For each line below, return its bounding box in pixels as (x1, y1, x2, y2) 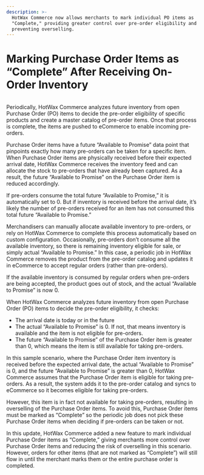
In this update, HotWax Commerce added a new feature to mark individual (6, 430, 191, 437)
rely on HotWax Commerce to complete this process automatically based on (6, 230, 197, 237)
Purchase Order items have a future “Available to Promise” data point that (6, 141, 189, 149)
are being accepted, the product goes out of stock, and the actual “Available (6, 280, 197, 287)
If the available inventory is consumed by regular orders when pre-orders (6, 273, 190, 281)
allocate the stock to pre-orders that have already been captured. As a (6, 167, 183, 174)
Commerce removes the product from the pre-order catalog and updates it (6, 255, 193, 262)
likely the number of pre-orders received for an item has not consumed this (6, 205, 194, 212)
